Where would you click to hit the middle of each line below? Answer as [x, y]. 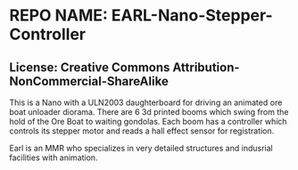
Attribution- [206, 67]
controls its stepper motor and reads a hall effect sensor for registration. [142, 131]
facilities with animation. [54, 158]
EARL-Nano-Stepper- [192, 16]
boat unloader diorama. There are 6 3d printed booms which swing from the [149, 112]
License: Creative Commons [90, 67]
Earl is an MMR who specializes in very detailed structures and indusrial [141, 148]
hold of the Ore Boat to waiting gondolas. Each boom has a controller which [148, 121]
